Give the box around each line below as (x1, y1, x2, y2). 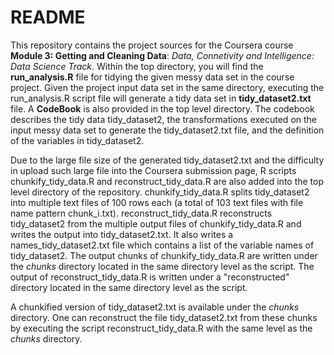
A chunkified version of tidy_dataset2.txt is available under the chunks (10, 301, 300, 313)
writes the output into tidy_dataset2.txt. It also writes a (10, 228, 234, 240)
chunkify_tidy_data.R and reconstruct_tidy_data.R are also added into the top (10, 175, 325, 187)
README (10, 6, 86, 29)
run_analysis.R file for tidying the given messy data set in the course (10, 71, 295, 83)
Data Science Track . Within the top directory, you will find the (10, 60, 264, 72)
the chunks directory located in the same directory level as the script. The (10, 260, 315, 272)
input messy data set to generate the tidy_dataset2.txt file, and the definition (10, 124, 325, 136)
